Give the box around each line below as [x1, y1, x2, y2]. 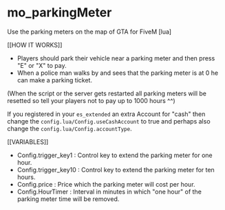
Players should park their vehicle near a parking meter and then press [17, 54, 215, 62]
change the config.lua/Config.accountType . [7, 124, 132, 132]
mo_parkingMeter [7, 5, 112, 21]
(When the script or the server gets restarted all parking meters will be [7, 89, 207, 97]
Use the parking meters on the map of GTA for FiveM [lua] [7, 27, 172, 36]
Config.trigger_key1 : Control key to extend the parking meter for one [17, 151, 213, 159]
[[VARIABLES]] [7, 137, 49, 145]
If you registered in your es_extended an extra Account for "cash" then [7, 110, 206, 118]
